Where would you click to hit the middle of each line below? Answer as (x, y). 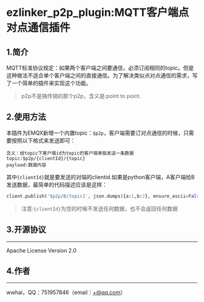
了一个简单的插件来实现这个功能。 (49, 83)
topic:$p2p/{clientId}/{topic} (46, 158)
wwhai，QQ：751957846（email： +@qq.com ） (66, 292)
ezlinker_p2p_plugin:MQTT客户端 (93, 12)
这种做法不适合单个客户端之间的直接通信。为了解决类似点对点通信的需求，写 (102, 75)
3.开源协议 (26, 230)
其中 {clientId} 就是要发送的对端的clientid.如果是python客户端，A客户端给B (101, 177)
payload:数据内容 (26, 165)
